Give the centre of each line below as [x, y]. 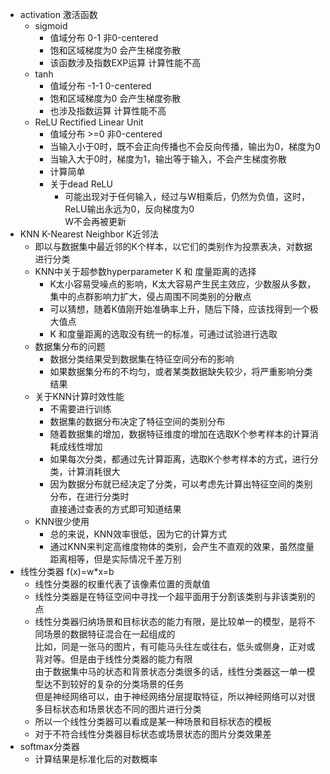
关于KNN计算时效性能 [79, 396]
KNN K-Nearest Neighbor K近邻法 [89, 234]
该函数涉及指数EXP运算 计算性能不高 [125, 62]
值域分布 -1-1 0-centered [100, 86]
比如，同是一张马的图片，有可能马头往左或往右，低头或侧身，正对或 [175, 646]
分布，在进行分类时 [89, 496]
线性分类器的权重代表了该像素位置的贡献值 [122, 584]
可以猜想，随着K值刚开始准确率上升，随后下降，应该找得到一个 [179, 309]
